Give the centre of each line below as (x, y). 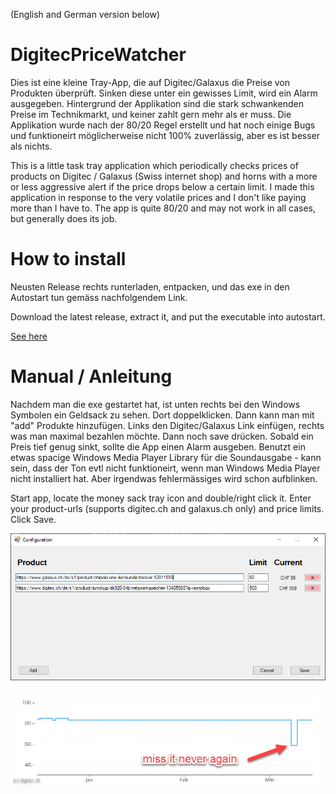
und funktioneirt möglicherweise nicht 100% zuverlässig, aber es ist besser (165, 135)
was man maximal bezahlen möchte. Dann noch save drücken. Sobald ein (162, 436)
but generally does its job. (64, 218)
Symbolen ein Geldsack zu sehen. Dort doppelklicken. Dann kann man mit (162, 415)
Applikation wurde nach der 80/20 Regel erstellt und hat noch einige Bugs (163, 125)
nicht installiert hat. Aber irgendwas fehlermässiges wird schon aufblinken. (164, 478)
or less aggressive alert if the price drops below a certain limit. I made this (162, 186)
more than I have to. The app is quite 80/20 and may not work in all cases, (163, 208)
